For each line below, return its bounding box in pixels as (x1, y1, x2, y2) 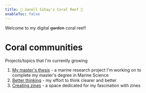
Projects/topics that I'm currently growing (5, 58, 88, 63)
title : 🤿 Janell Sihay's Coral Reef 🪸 (5, 7, 83, 12)
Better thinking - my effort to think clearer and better (12, 77, 117, 83)
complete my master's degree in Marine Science (12, 72, 109, 78)
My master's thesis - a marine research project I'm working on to (12, 67, 142, 73)
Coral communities (5, 42, 83, 53)
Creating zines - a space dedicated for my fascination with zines (12, 83, 141, 89)
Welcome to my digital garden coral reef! (5, 25, 86, 31)
